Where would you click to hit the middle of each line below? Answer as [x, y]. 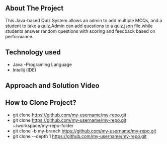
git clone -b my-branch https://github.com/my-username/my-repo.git [84, 131]
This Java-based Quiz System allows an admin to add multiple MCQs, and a [84, 20]
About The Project [34, 8]
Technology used [33, 52]
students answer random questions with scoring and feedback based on [80, 31]
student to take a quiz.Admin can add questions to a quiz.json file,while [79, 26]
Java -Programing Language [42, 64]
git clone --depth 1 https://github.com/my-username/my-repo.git [79, 136]
